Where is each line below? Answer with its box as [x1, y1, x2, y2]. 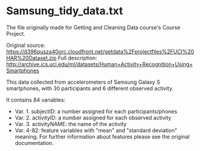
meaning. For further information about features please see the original [14, 133, 190, 140]
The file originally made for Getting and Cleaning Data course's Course [6, 24, 181, 31]
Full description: [57, 54, 97, 61]
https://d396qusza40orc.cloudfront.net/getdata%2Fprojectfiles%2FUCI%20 [6, 48, 195, 55]
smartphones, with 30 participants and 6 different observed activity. [6, 84, 174, 92]
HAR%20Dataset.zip [6, 54, 57, 61]
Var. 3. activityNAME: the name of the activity [14, 120, 127, 127]
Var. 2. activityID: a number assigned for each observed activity [14, 114, 172, 121]
